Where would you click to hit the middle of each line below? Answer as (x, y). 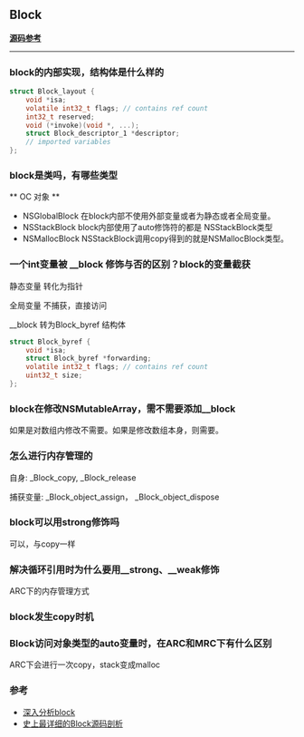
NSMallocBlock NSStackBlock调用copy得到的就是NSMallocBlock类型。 (156, 238)
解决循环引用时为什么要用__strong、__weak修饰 (114, 569)
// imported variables (68, 142)
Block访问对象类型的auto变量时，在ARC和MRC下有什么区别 (141, 643)
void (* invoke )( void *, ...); (83, 125)
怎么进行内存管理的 (51, 456)
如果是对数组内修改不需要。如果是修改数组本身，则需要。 (116, 431)
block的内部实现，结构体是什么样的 (87, 72)
